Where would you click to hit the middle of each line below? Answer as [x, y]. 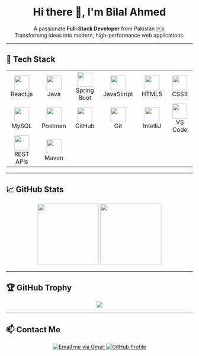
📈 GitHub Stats [35, 190]
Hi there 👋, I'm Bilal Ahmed [99, 12]
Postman [54, 126]
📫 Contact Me [33, 330]
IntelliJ [152, 126]
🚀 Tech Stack [31, 60]
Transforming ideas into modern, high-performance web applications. [99, 35]
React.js [22, 94]
